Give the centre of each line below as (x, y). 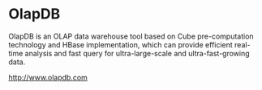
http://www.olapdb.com (48, 77)
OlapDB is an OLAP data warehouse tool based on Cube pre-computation (131, 36)
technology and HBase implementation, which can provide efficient (120, 44)
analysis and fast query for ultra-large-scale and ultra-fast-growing (137, 53)
